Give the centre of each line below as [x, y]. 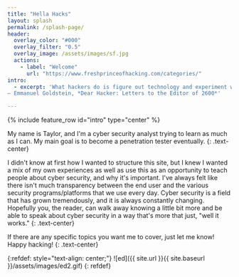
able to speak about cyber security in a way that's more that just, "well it [113, 216]
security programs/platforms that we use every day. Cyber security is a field [119, 193]
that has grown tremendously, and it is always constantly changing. [106, 201]
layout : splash [30, 21]
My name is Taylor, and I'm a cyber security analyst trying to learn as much [117, 134]
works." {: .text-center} [41, 223]
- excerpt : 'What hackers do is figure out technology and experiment [121, 87]
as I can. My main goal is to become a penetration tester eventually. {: [110, 141]
